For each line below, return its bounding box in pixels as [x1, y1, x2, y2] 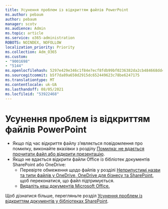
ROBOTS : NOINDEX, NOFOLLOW [5, 40, 61, 45]
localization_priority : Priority [5, 45, 75, 50]
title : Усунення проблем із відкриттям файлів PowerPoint [5, 7, 128, 13]
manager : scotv [5, 21, 37, 27]
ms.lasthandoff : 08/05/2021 [5, 86, 64, 92]
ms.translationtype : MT [5, 77, 55, 82]
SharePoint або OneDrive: [12, 162, 66, 168]
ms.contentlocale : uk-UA [5, 82, 57, 87]
